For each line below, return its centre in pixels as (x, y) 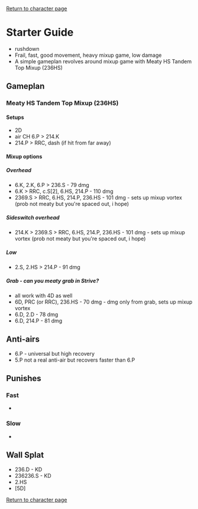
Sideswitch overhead (33, 217)
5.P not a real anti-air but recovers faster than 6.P (75, 360)
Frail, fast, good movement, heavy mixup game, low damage (88, 55)
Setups (15, 117)
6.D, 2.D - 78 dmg (36, 314)
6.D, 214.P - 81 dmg (38, 320)
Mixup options (24, 157)
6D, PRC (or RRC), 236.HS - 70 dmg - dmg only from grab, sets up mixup (103, 302)
